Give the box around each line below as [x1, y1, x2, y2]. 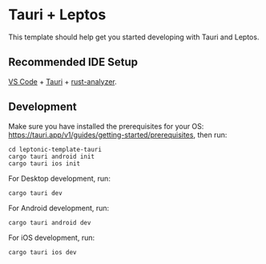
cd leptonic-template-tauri [8, 145, 103, 153]
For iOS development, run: [8, 233, 95, 242]
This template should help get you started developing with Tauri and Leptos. [8, 32, 260, 42]
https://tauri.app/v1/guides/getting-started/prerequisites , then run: [8, 130, 228, 140]
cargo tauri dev [8, 189, 62, 197]
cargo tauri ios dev [8, 248, 78, 256]
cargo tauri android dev [8, 218, 91, 226]
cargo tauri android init [8, 152, 95, 160]
